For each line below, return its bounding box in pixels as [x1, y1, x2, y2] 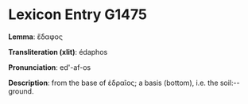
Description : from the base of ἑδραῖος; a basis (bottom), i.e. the [8, 78, 219, 87]
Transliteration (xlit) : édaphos [8, 47, 108, 56]
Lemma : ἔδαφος [8, 32, 64, 41]
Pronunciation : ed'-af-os [8, 62, 91, 72]
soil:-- [219, 78, 240, 87]
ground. [8, 86, 34, 96]
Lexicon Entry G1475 [8, 6, 147, 24]
